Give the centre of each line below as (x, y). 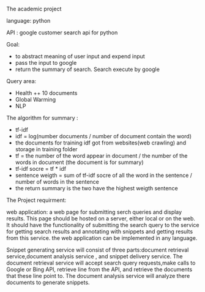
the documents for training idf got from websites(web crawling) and (101, 143)
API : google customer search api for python (62, 32)
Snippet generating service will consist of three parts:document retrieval (98, 250)
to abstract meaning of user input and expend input (80, 56)
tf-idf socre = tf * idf (40, 169)
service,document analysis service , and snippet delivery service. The (95, 256)
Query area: (21, 81)
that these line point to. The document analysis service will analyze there (98, 276)
